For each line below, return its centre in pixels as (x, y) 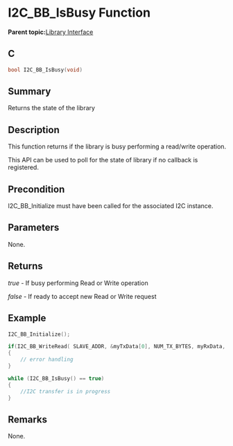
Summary (29, 92)
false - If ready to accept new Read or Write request (82, 296)
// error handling (47, 360)
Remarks (28, 419)
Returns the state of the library (52, 108)
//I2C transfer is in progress (66, 391)
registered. (23, 167)
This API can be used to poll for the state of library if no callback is (103, 160)
